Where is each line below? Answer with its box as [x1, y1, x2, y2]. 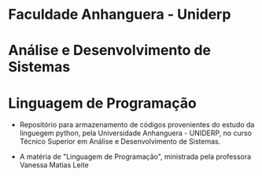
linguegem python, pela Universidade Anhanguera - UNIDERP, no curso [19, 128, 252, 138]
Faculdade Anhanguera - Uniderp [8, 5, 231, 24]
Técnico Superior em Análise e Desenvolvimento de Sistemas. [19, 137, 221, 146]
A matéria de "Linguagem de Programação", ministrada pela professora [19, 152, 252, 162]
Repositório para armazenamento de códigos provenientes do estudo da [19, 120, 255, 130]
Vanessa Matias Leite [19, 160, 89, 170]
